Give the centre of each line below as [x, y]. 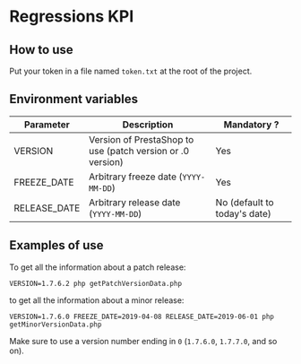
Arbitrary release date [134, 202]
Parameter [47, 125]
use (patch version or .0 [139, 151]
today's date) [243, 213]
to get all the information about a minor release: [97, 300]
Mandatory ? [251, 125]
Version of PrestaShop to [141, 139]
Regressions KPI [72, 17]
